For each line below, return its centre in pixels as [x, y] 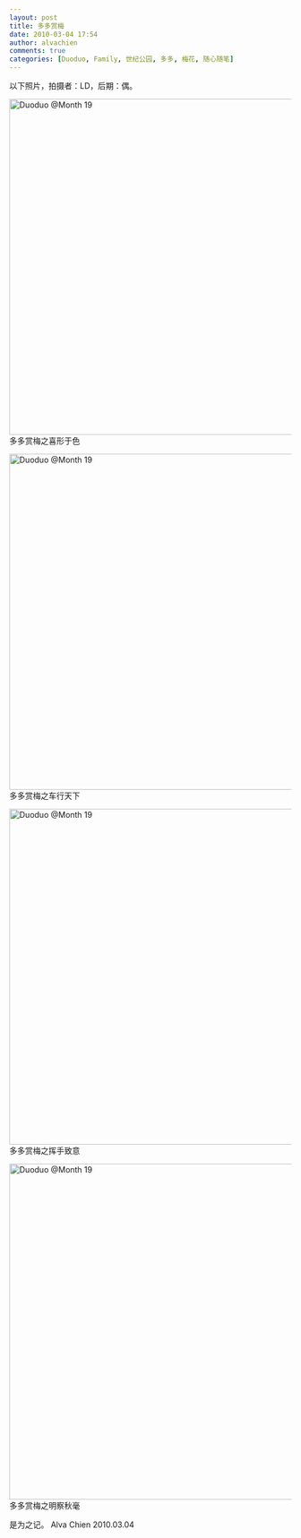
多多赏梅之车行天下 [45, 795]
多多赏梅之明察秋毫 [45, 1505]
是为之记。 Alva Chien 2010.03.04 [72, 1525]
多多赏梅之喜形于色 [45, 441]
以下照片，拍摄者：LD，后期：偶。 [73, 86]
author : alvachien [43, 43]
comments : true [38, 51]
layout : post [34, 17]
